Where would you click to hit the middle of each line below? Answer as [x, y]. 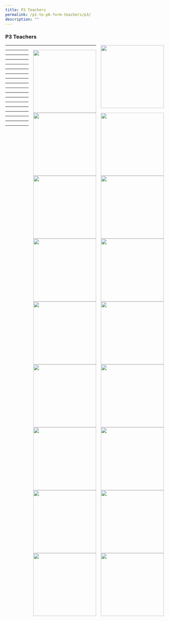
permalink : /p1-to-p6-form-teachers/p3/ [48, 15]
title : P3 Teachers [26, 10]
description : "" [22, 19]
